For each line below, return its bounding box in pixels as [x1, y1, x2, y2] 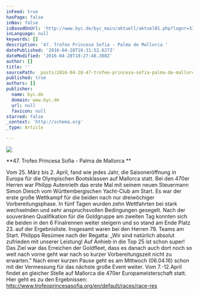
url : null [11, 102, 36, 109]
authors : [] [6, 81, 36, 87]
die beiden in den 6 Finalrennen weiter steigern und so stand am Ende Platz [6, 219, 191, 226]
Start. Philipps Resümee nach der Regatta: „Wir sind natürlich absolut [6, 232, 175, 239]
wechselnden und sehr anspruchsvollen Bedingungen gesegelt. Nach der [6, 207, 185, 214]
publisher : [6, 86, 33, 92]
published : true [6, 75, 46, 81]
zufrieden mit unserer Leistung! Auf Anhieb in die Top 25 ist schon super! [6, 238, 185, 245]
